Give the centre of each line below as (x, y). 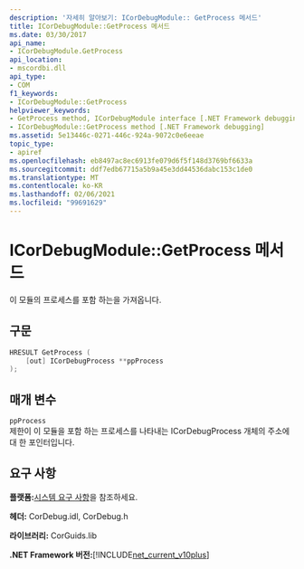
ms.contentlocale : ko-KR (56, 186)
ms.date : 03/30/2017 (48, 34)
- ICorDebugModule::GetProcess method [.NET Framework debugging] (137, 128)
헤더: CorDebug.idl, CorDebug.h (69, 516)
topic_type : (32, 144)
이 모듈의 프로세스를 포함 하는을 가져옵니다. (85, 299)
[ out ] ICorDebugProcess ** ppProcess (95, 361)
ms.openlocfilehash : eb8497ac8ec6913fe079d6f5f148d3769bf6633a (131, 161)
